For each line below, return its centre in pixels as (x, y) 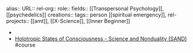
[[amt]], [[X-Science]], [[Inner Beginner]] (80, 21)
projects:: (18, 21)
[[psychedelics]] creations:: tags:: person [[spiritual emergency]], (86, 15)
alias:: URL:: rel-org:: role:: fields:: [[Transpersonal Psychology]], (85, 9)
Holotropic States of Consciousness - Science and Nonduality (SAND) (101, 39)
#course (25, 45)
